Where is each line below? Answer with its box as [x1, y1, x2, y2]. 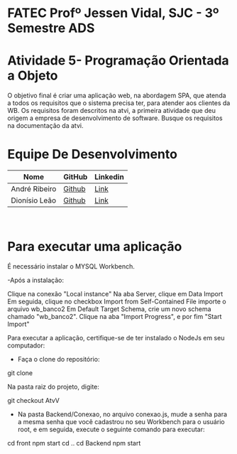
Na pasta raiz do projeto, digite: [7, 382, 99, 391]
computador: [7, 341, 45, 350]
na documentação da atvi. [7, 121, 84, 130]
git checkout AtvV [7, 396, 60, 404]
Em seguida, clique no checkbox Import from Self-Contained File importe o [7, 297, 227, 306]
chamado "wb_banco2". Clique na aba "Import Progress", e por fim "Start [7, 313, 222, 320]
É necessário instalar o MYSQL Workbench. [7, 262, 135, 271]
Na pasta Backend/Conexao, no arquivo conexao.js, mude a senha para [17, 410, 228, 418]
